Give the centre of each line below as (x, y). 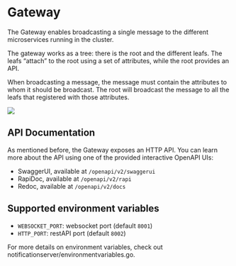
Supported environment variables (83, 209)
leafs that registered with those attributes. (68, 97)
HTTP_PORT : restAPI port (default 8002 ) (72, 233)
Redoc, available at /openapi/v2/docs (72, 186)
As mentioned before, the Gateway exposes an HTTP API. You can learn (113, 150)
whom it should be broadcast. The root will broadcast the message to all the (118, 89)
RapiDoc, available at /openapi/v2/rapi (74, 179)
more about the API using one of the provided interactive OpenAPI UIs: (111, 157)
